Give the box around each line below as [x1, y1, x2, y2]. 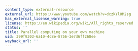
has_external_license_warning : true [5, 16, 80, 21]
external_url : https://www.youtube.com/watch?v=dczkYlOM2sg [5, 12, 132, 17]
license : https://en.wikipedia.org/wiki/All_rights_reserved [5, 20, 134, 26]
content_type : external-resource [5, 7, 74, 12]
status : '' [5, 25, 28, 30]
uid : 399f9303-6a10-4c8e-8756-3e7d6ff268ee [5, 34, 96, 39]
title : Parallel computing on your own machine [5, 30, 105, 34]
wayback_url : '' [5, 39, 38, 44]
